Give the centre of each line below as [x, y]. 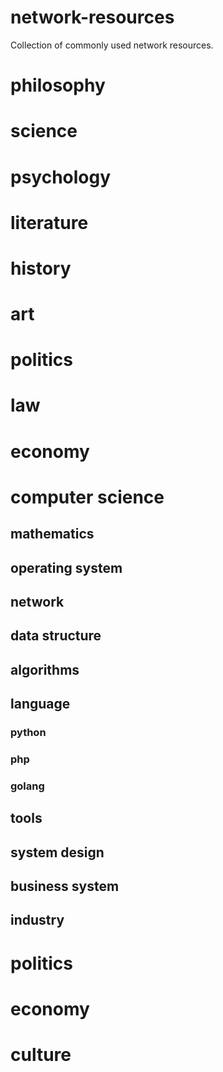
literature [49, 222]
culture [41, 1055]
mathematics [52, 534]
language [40, 704]
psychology [61, 177]
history [41, 268]
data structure [56, 636]
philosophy [58, 85]
